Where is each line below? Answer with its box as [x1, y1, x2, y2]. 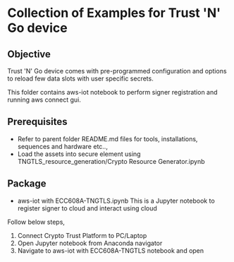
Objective [7, 48, 51, 60]
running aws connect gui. [7, 95, 81, 104]
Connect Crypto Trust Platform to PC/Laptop [17, 231, 147, 239]
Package [7, 178, 47, 190]
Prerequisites [7, 116, 68, 128]
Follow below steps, [7, 218, 66, 226]
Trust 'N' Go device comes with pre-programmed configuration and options [7, 67, 227, 75]
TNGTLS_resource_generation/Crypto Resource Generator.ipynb [17, 157, 205, 165]
